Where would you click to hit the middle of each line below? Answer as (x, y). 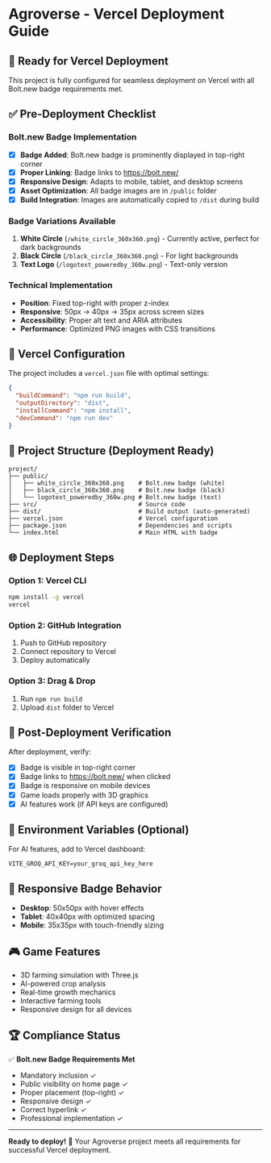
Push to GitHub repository (63, 643)
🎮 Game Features (54, 951)
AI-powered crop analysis (63, 984)
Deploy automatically (55, 660)
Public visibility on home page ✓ (74, 1084)
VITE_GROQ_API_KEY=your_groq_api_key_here (81, 864)
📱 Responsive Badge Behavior (85, 888)
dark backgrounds (50, 248)
